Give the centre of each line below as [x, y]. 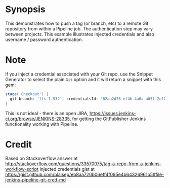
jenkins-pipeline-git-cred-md [36, 180]
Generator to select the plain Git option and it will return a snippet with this [83, 79]
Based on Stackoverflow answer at [41, 159]
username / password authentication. [44, 40]
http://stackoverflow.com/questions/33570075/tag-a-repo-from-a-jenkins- [83, 164]
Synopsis [25, 9]
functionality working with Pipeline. [42, 124]
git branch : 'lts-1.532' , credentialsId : [54, 99]
